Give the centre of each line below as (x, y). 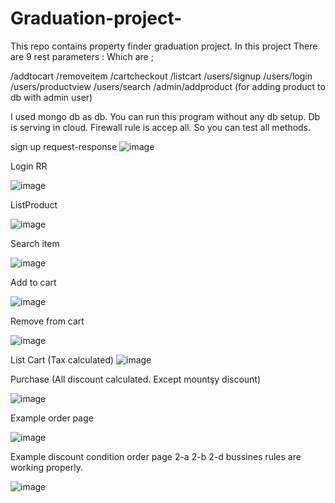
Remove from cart (47, 321)
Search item (35, 243)
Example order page (52, 418)
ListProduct (34, 204)
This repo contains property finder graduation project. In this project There (164, 46)
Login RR (29, 166)
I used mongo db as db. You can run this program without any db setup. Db (165, 116)
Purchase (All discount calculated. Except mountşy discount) (136, 379)
